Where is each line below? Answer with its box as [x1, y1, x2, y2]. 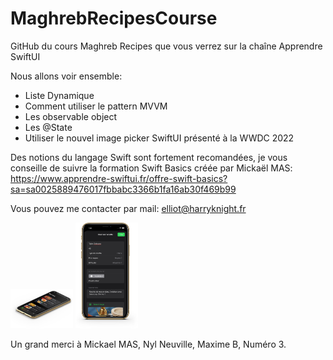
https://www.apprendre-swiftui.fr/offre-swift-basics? [10, 172, 228, 184]
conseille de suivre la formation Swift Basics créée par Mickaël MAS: [10, 162, 293, 174]
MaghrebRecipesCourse [10, 7, 218, 30]
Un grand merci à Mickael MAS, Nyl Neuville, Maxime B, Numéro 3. [10, 338, 287, 350]
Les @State [24, 121, 73, 133]
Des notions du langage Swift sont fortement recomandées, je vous [10, 151, 288, 163]
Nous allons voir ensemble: [10, 70, 123, 82]
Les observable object [24, 110, 118, 122]
